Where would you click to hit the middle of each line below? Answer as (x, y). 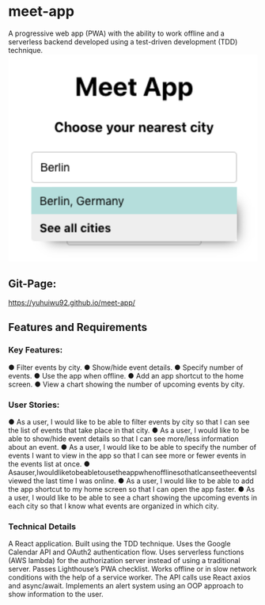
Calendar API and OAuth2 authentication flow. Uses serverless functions (126, 552)
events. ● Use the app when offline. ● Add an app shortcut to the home (126, 375)
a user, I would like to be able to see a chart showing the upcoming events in (132, 498)
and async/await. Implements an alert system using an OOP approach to (126, 586)
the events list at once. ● (49, 464)
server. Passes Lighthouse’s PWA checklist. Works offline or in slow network (132, 569)
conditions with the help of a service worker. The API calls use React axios (129, 577)
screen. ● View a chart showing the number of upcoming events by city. (127, 384)
